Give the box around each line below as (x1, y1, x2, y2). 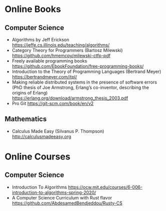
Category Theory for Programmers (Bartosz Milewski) (11, 47, 123, 53)
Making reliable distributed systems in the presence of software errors (11, 79, 157, 85)
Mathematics (4, 115, 47, 123)
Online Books (4, 3, 61, 15)
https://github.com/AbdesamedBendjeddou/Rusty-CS (11, 200, 123, 206)
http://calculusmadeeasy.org (11, 133, 71, 139)
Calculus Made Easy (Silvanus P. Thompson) (11, 128, 104, 134)
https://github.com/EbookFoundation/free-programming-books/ (11, 63, 144, 69)
